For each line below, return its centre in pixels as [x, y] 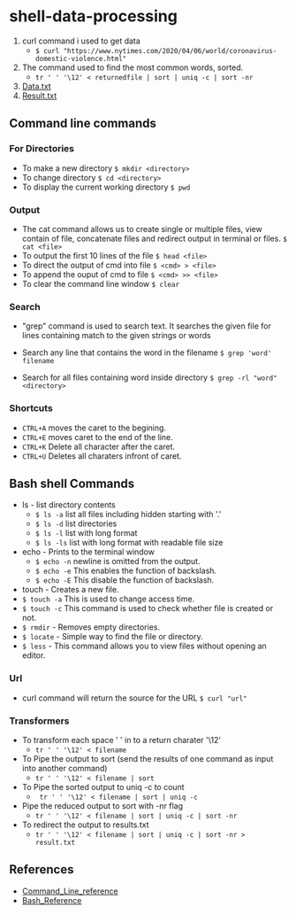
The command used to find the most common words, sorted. [133, 67]
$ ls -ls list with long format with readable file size [129, 543]
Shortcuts [31, 408]
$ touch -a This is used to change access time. [108, 599]
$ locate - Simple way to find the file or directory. [112, 637]
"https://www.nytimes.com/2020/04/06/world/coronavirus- [170, 50]
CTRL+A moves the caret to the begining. [94, 428]
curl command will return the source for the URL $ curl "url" [134, 698]
